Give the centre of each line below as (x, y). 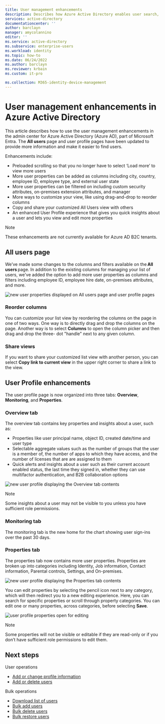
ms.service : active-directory (36, 42)
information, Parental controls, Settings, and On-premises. (64, 571)
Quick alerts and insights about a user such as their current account (81, 464)
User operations (21, 667)
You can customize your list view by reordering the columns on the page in (81, 318)
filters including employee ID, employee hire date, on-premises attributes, (79, 280)
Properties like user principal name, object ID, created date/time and (81, 438)
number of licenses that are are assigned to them (62, 459)
